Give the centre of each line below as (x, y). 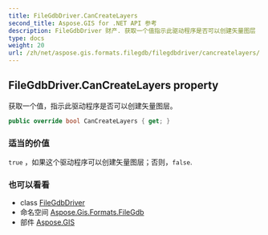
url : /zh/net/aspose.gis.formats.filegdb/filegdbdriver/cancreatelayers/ (134, 53)
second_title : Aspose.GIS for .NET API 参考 (83, 23)
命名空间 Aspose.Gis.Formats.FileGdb (82, 213)
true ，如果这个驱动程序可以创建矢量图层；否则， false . (100, 162)
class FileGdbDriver (53, 203)
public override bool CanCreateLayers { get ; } (89, 121)
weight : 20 (26, 46)
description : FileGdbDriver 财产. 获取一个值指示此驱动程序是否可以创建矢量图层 (132, 30)
